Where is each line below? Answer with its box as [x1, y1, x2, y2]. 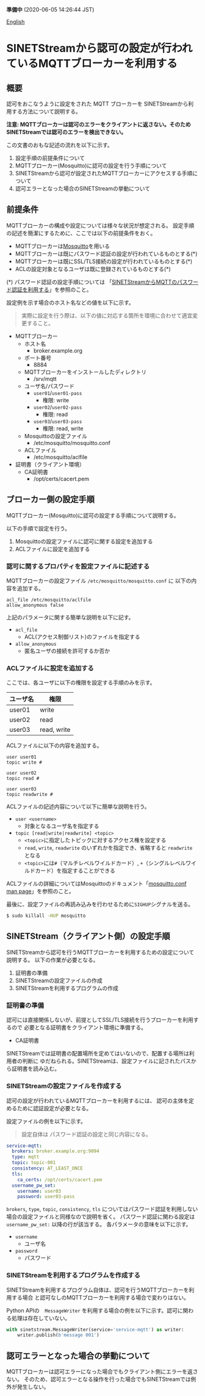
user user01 [6, 754, 37, 761]
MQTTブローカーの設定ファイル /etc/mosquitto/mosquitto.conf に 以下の [6, 577, 192, 584]
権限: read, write [42, 424, 84, 432]
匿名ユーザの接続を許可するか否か [24, 647, 110, 654]
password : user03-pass [17, 1193, 75, 1200]
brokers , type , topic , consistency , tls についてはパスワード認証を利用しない [6, 1206, 198, 1213]
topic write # [6, 759, 43, 765]
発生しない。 [16, 1383, 49, 1391]
